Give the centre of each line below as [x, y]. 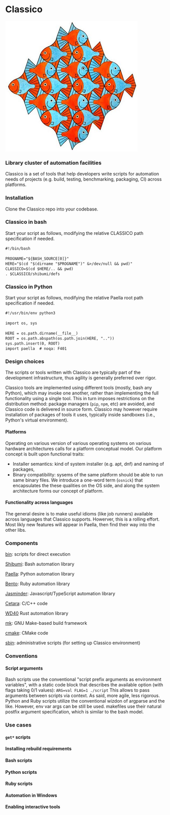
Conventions [22, 656]
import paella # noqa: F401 [36, 349]
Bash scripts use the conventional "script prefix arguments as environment [83, 679]
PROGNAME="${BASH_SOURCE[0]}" [37, 259]
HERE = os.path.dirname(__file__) [42, 334]
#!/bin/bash [18, 248]
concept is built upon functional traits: [45, 454]
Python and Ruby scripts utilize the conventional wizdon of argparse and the [85, 701]
